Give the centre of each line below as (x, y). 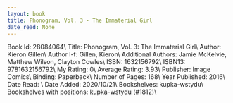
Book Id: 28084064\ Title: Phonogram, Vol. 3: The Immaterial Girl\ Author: (114, 47)
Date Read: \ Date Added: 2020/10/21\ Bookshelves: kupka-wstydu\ (106, 85)
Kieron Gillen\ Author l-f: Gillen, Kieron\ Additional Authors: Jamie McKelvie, (117, 54)
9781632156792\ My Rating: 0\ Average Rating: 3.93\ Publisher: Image (109, 69)
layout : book (26, 14)
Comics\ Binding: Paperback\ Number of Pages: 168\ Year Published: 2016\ (116, 77)
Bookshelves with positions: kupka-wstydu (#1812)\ (82, 92)
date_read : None (31, 27)
